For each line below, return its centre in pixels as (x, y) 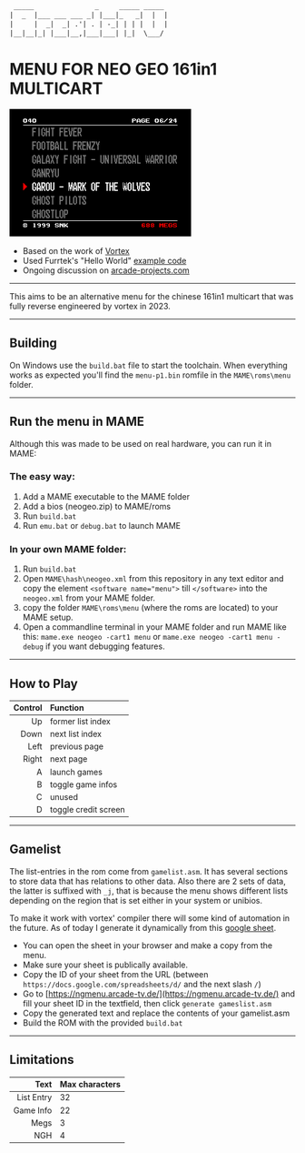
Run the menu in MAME (77, 422)
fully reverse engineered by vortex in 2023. (90, 306)
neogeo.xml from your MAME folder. (89, 598)
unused (64, 797)
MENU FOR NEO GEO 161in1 (113, 70)
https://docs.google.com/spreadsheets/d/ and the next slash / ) (142, 984)
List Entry (34, 1097)
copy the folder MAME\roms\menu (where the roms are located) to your (150, 608)
